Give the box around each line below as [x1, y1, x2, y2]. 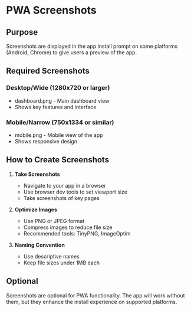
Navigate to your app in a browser [23, 182, 106, 189]
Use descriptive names [23, 253, 80, 260]
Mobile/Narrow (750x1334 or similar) [6, 118, 114, 126]
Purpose [6, 27, 38, 37]
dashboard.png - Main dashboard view [14, 97, 110, 104]
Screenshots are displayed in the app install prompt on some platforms [6, 42, 178, 50]
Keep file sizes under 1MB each [23, 259, 100, 266]
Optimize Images [14, 206, 58, 213]
